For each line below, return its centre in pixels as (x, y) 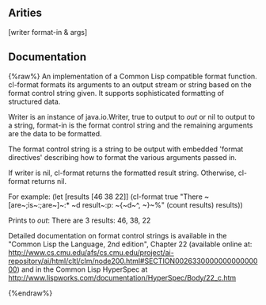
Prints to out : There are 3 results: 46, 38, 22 (80, 220)
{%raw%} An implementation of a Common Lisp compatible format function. (133, 76)
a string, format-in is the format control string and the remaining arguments (131, 125)
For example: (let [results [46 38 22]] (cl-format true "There (106, 196)
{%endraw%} (30, 293)
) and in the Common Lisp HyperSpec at (82, 269)
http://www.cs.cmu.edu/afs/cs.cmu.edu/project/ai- (91, 252)
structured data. (34, 101)
